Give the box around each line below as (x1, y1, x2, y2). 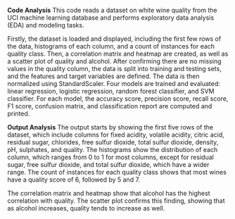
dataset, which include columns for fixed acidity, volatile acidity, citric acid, (7, 130, 225, 139)
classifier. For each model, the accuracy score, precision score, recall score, (7, 94, 229, 103)
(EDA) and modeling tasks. (7, 21, 84, 29)
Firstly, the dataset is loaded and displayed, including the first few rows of (7, 35, 222, 43)
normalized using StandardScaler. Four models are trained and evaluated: (7, 80, 220, 87)
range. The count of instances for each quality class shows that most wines (7, 168, 227, 176)
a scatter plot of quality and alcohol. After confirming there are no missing (7, 57, 222, 65)
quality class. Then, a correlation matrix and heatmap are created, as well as (7, 49, 229, 58)
